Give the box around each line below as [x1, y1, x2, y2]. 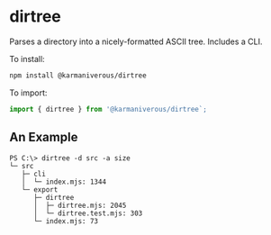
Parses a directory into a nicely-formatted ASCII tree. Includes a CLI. [9, 36, 263, 47]
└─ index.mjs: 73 [32, 216, 99, 226]
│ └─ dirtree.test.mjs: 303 [32, 209, 143, 218]
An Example [9, 130, 78, 145]
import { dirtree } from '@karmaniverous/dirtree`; [9, 104, 207, 113]
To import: [9, 87, 48, 98]
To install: [9, 53, 45, 64]
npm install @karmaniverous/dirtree [9, 70, 147, 80]
